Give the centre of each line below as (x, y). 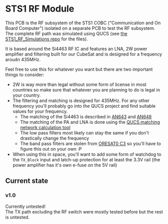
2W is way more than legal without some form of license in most (79, 84)
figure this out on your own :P (51, 149)
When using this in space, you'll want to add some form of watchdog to (87, 154)
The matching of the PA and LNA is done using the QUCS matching (90, 122)
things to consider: (25, 74)
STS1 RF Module (40, 9)
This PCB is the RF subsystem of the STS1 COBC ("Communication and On (83, 23)
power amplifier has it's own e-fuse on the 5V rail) (65, 165)
